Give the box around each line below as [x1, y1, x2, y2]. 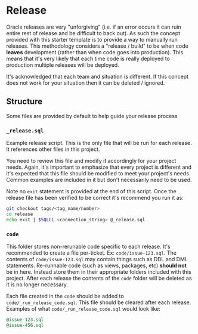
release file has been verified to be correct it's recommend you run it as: [6, 194, 184, 202]
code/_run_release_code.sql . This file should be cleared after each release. [6, 299, 191, 306]
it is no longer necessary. [6, 281, 69, 288]
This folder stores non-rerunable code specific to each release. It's [6, 243, 171, 250]
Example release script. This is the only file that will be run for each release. [6, 140, 192, 147]
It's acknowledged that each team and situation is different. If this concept [6, 73, 189, 80]
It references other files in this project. [6, 146, 100, 153]
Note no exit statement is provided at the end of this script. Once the [6, 188, 177, 195]
